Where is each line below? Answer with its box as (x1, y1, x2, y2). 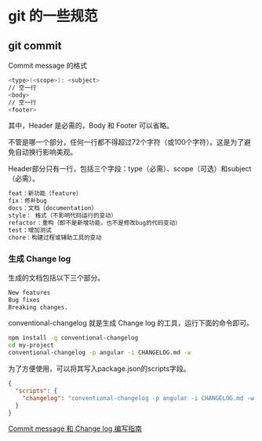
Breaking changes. (8, 303, 68, 311)
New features (8, 288, 51, 296)
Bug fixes (8, 296, 41, 303)
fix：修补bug (8, 197, 47, 205)
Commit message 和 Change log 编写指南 (8, 424, 143, 433)
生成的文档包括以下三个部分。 (8, 273, 104, 282)
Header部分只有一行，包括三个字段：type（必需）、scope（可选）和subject (8, 164, 252, 174)
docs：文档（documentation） (8, 204, 98, 212)
